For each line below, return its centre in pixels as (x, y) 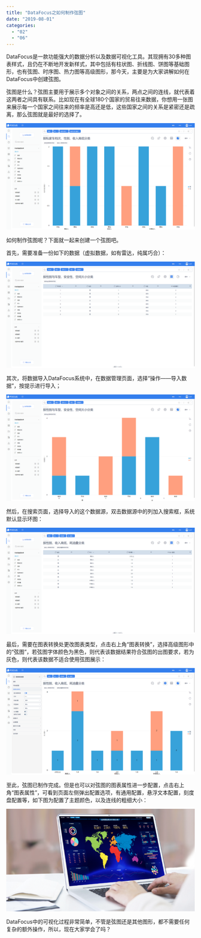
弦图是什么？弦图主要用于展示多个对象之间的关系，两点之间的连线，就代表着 (100, 92)
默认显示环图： (25, 519)
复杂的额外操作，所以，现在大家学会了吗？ (59, 929)
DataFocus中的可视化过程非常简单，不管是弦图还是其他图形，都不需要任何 (98, 922)
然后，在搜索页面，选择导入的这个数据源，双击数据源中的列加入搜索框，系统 (100, 511)
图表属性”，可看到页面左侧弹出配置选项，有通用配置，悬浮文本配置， (99, 792)
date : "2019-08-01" (31, 19)
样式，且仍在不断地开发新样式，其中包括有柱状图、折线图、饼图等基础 (98, 64)
